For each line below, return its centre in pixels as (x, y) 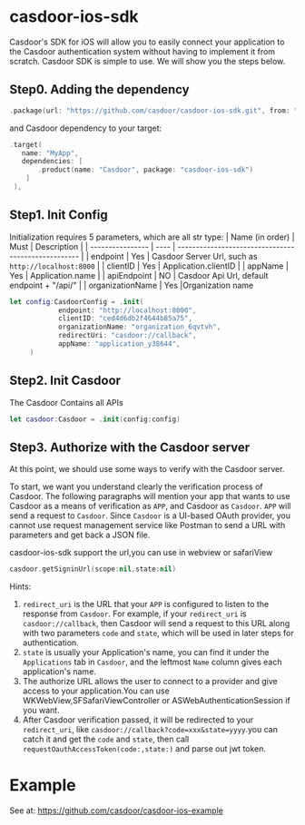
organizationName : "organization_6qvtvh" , (139, 327)
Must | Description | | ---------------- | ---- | (93, 246)
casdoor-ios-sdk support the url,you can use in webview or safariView (141, 553)
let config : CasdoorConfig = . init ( (77, 301)
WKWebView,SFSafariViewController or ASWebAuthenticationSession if (156, 701)
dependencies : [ (52, 162)
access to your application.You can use (96, 691)
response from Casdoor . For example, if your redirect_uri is (134, 614)
